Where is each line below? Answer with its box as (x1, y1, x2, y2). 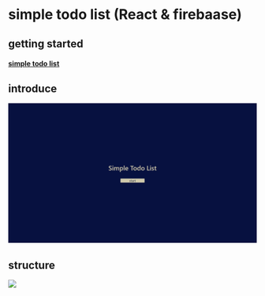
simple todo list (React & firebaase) (8, 6, 242, 24)
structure (8, 258, 55, 272)
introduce (8, 81, 58, 96)
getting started (8, 37, 84, 51)
